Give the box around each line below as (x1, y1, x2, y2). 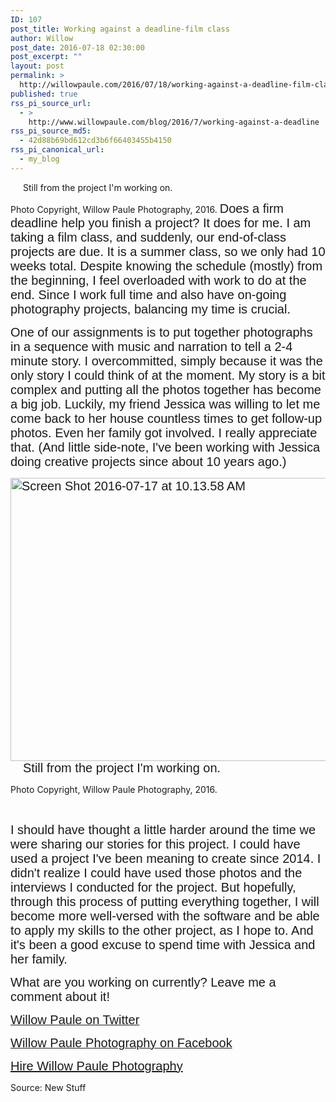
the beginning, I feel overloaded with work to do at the (10, 272, 307, 288)
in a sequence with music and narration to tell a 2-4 (10, 339, 293, 354)
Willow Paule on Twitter (10, 1012, 140, 1027)
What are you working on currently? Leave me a (10, 974, 277, 990)
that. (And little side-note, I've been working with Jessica (10, 439, 321, 455)
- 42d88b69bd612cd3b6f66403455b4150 (19, 136, 172, 146)
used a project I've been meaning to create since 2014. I (10, 851, 322, 866)
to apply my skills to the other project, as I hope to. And (10, 922, 314, 938)
